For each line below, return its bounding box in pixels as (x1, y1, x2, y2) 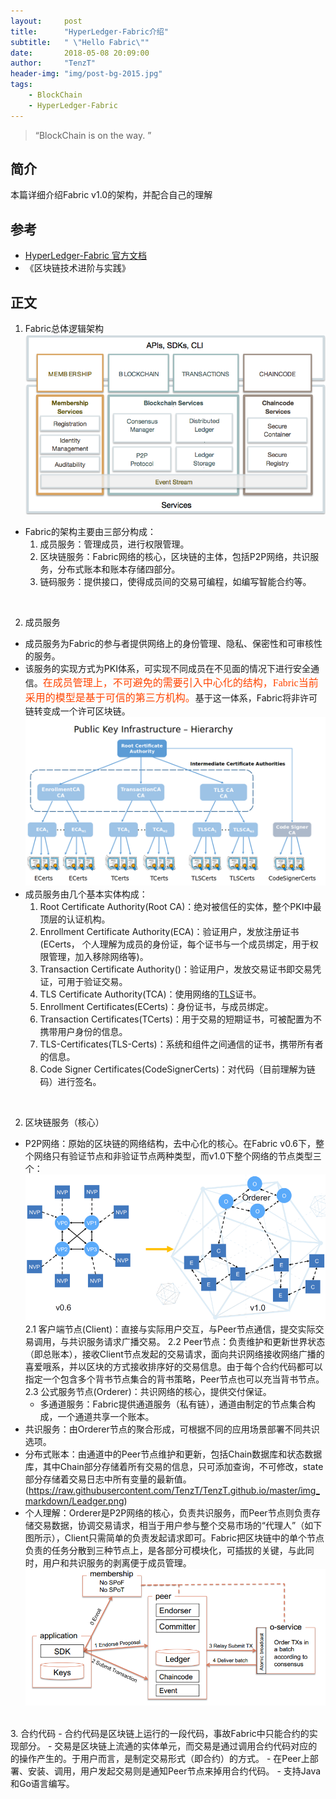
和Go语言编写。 (10, 1777, 75, 1789)
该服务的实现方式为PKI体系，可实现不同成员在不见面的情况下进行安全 (24, 662, 311, 674)
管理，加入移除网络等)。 (48, 950, 149, 962)
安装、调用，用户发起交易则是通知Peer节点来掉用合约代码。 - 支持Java (27, 1765, 322, 1777)
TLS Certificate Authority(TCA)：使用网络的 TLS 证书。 (39, 988, 262, 1000)
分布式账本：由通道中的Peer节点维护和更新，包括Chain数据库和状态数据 (24, 1448, 323, 1460)
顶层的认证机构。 (39, 913, 111, 925)
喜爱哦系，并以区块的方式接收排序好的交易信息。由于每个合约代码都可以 (24, 1361, 323, 1373)
